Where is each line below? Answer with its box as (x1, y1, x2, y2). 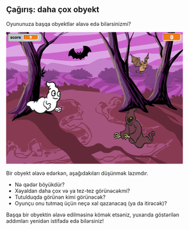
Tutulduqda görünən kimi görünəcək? (14, 194, 106, 201)
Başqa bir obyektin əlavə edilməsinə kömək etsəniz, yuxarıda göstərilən (6, 211, 180, 218)
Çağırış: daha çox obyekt (6, 5, 100, 15)
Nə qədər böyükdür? (14, 181, 65, 188)
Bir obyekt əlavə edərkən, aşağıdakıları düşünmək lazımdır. (6, 169, 148, 176)
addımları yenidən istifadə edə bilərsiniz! (6, 217, 104, 224)
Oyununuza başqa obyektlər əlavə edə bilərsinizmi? (6, 20, 131, 27)
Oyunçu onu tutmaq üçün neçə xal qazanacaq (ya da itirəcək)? (14, 199, 167, 206)
